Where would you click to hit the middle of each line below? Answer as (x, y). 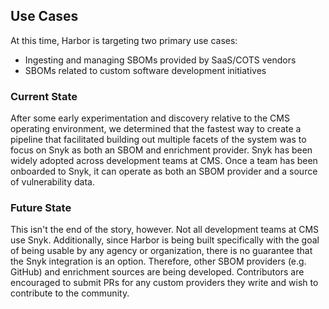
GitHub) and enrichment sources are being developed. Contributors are (157, 272)
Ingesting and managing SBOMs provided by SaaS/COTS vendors (160, 60)
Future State (41, 208)
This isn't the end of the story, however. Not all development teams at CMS (165, 230)
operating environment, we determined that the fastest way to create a (156, 129)
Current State (44, 96)
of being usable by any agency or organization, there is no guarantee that (161, 251)
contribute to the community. (70, 293)
